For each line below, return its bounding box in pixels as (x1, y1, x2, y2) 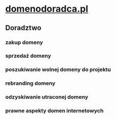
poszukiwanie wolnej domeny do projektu (5, 66, 111, 73)
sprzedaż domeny (5, 52, 51, 59)
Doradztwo (5, 23, 42, 32)
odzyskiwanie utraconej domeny (5, 93, 88, 101)
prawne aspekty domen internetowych (5, 107, 104, 114)
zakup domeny (5, 39, 43, 46)
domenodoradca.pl (5, 3, 88, 15)
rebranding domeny (5, 80, 56, 87)
